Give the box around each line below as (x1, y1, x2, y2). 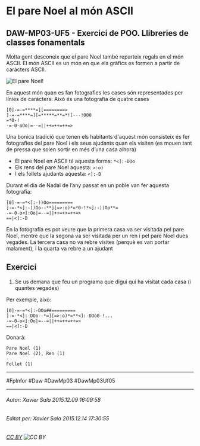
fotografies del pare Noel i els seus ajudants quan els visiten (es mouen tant (6, 139, 192, 146)
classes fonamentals (6, 37, 85, 47)
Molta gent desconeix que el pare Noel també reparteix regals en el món (6, 53, 184, 60)
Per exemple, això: (6, 296, 52, 303)
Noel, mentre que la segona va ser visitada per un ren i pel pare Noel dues (6, 232, 189, 239)
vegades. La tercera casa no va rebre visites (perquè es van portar (6, 239, 170, 246)
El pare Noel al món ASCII (6, 4, 134, 18)
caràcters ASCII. (6, 66, 46, 73)
